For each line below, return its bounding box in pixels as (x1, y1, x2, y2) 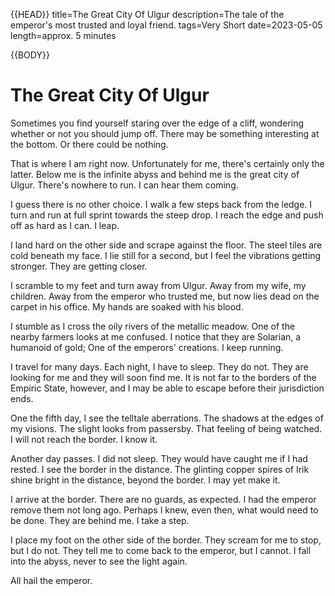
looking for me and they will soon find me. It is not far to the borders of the (10, 371, 317, 383)
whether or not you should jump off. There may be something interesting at (10, 127, 320, 139)
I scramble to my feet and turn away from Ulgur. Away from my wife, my (10, 279, 307, 291)
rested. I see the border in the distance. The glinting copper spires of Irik (10, 463, 310, 475)
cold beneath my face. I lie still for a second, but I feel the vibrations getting (10, 249, 322, 261)
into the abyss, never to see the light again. (10, 555, 188, 567)
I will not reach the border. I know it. (10, 433, 158, 445)
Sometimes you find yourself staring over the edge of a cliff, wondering (10, 117, 304, 129)
